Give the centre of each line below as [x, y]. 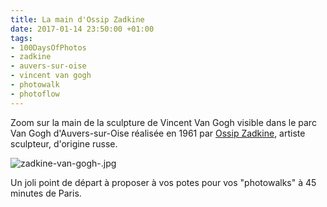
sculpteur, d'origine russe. [64, 143]
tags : [21, 38]
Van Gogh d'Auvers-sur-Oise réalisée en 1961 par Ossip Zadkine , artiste [158, 133]
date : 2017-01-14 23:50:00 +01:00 [82, 29]
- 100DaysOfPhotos [48, 47]
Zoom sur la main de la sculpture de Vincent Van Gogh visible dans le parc [163, 122]
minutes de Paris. [46, 193]
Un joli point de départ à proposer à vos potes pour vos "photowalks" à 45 [163, 182]
